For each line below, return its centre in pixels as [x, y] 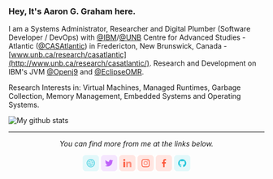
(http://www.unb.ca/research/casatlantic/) [79, 63]
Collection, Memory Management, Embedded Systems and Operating [125, 96]
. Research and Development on [203, 63]
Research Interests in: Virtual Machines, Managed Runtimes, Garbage [125, 87]
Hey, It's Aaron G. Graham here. [72, 11]
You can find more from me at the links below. [136, 144]
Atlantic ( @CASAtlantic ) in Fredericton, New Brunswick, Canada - [118, 46]
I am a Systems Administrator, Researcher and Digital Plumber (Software [130, 29]
